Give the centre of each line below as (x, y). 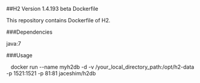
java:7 (14, 44)
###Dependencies (29, 32)
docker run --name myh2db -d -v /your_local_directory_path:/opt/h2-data (102, 67)
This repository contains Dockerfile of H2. (58, 20)
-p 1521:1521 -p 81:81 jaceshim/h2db (51, 73)
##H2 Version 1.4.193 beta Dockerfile (52, 9)
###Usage (20, 55)
